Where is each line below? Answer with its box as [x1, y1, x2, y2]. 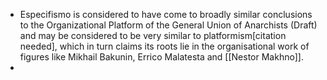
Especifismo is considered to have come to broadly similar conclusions [19, 9, 313, 20]
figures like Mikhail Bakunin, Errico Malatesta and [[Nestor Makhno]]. [19, 51, 304, 63]
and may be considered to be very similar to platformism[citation [19, 30, 287, 41]
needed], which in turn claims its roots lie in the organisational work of [19, 40, 310, 52]
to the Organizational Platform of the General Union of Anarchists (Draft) [19, 19, 318, 31]
